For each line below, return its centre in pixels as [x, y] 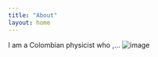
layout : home [29, 23]
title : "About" [33, 15]
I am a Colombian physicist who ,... [65, 45]
